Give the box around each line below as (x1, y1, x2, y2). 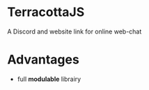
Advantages (7, 52, 80, 68)
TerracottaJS (7, 4, 85, 20)
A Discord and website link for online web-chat (7, 27, 142, 36)
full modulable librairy (17, 75, 81, 83)
